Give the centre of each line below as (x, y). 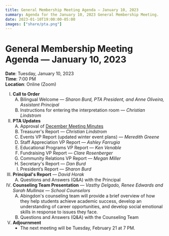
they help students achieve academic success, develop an (81, 201)
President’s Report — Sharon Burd (56, 169)
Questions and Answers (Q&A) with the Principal (70, 180)
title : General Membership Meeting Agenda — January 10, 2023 (72, 10)
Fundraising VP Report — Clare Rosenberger (66, 153)
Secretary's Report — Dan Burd (53, 164)
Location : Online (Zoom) (31, 84)
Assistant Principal (40, 105)
